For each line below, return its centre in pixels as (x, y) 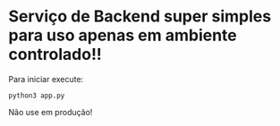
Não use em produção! (51, 112)
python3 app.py (37, 96)
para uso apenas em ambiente (123, 35)
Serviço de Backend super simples (140, 17)
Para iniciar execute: (46, 79)
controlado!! (55, 55)
